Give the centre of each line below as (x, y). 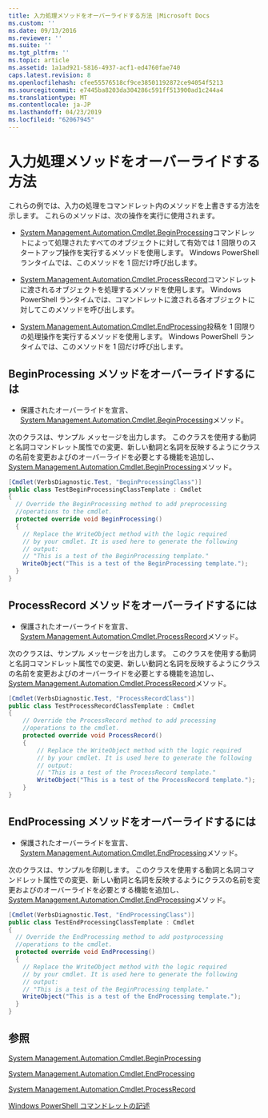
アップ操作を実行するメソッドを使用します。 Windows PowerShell (150, 252)
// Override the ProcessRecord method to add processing (120, 721)
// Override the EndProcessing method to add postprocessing (120, 937)
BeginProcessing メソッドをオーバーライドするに (132, 374)
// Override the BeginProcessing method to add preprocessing (121, 505)
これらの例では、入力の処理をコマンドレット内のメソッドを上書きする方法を (134, 206)
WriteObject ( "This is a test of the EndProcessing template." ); (132, 996)
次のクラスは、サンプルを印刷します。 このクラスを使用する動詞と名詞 (124, 869)
